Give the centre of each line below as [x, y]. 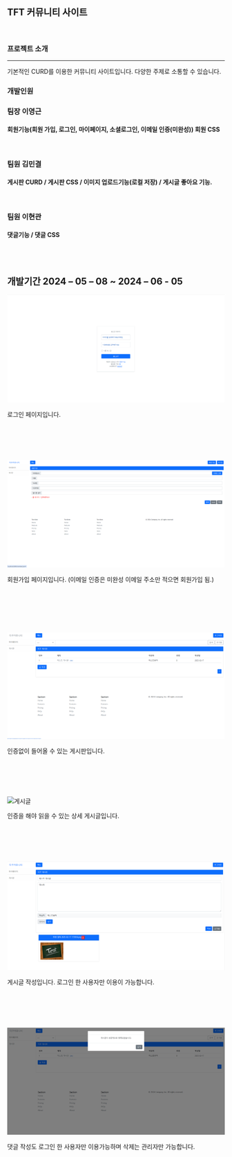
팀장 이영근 [25, 111]
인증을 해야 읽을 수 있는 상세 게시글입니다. [63, 816]
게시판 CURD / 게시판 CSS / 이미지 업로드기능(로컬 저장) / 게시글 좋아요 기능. [110, 182]
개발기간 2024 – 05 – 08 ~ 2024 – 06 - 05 [95, 281]
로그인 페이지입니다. [34, 414]
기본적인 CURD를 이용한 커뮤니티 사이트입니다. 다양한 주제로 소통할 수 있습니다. [114, 72]
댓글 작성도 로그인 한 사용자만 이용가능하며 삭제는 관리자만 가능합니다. [101, 1147]
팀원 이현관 [25, 217]
